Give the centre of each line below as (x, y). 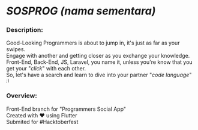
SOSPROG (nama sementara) (81, 11)
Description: (25, 30)
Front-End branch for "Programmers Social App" (66, 109)
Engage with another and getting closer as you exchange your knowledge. (98, 56)
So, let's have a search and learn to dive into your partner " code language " (99, 75)
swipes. (16, 49)
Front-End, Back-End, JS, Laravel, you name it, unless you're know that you (100, 62)
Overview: (22, 96)
